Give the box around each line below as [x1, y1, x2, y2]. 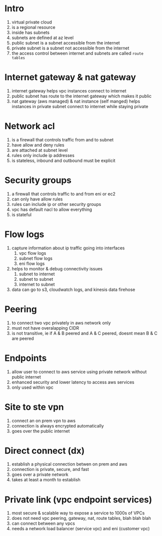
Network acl [4, 121, 55, 132]
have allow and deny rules [11, 142, 64, 148]
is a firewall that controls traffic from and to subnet [11, 136, 114, 142]
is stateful [11, 211, 32, 218]
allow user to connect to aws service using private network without [11, 369, 147, 375]
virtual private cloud [11, 19, 52, 25]
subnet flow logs [19, 255, 53, 261]
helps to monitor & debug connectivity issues [11, 266, 103, 271]
